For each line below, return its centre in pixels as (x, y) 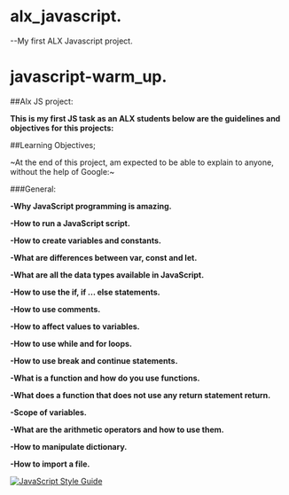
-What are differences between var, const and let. (104, 257)
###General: (33, 189)
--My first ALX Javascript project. (71, 41)
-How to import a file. (50, 464)
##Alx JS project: (42, 101)
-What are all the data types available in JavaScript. (107, 275)
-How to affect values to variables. (75, 326)
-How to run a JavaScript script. (70, 223)
